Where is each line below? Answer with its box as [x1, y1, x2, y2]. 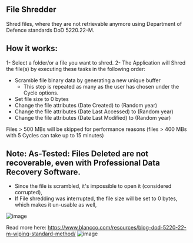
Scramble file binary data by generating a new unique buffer [14, 76, 161, 84]
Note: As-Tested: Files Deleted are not [6, 149, 149, 159]
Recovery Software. [6, 167, 81, 177]
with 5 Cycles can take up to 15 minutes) [6, 131, 104, 139]
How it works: [6, 43, 58, 53]
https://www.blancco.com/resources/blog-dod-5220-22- [47, 224, 187, 231]
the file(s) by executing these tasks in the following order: [6, 65, 146, 72]
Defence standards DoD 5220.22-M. [6, 26, 95, 33]
